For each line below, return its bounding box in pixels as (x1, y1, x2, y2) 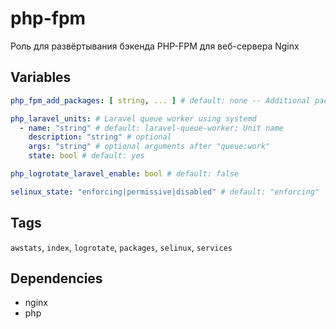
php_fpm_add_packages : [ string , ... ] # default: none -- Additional (10, 95, 311, 106)
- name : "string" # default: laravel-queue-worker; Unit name (19, 123, 284, 133)
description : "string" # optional (28, 132, 172, 142)
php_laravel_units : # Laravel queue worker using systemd (10, 113, 257, 124)
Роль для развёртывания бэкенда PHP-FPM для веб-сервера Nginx (10, 40, 300, 52)
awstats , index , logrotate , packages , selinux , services (10, 241, 233, 253)
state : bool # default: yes (28, 151, 145, 161)
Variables (10, 69, 72, 86)
